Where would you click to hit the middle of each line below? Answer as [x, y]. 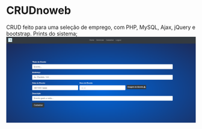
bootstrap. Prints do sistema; [42, 33]
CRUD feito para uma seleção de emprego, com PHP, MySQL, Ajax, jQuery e [101, 27]
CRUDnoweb [38, 11]
